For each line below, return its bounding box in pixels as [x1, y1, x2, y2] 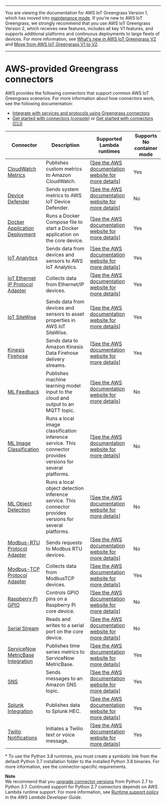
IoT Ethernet [7, 275, 36, 282]
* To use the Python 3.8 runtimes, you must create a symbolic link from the [5, 753, 158, 759]
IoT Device [45, 198, 71, 205]
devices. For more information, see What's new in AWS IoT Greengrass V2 [5, 36, 157, 42]
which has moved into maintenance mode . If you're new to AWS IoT [5, 15, 143, 21]
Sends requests [45, 539, 83, 546]
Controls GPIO [45, 589, 79, 596]
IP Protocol [7, 281, 33, 288]
